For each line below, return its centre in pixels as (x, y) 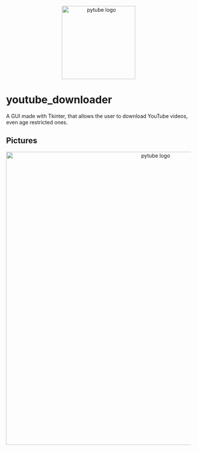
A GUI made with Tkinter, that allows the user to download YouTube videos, (97, 116)
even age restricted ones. (37, 122)
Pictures (22, 141)
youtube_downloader (59, 100)
